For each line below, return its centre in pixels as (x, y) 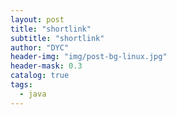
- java (33, 94)
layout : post (37, 19)
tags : (21, 85)
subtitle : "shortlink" (57, 38)
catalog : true (40, 76)
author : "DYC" (40, 47)
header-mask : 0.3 (46, 66)
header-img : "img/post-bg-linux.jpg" (89, 57)
